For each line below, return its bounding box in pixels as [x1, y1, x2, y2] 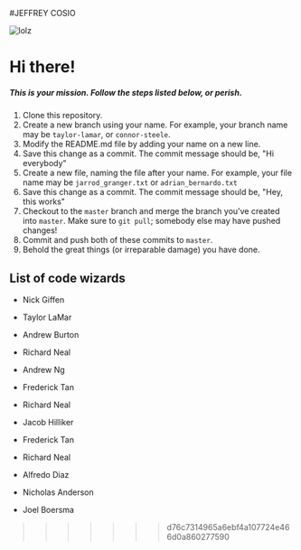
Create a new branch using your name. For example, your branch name [22, 119, 288, 130]
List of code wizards [9, 270, 126, 285]
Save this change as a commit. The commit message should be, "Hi [22, 148, 274, 159]
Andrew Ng [22, 364, 65, 375]
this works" [22, 196, 66, 207]
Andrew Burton [22, 329, 80, 340]
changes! [22, 225, 58, 236]
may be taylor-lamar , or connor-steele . [22, 129, 171, 140]
